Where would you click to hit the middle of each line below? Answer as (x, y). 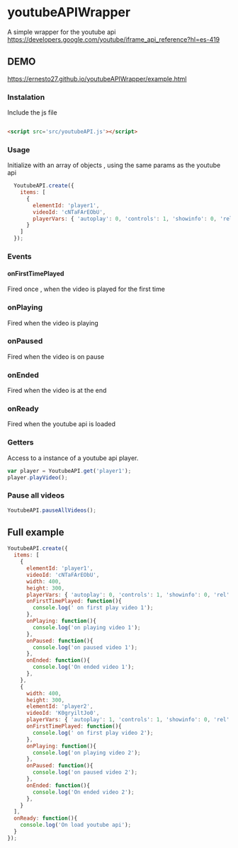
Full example (36, 533)
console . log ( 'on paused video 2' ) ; (85, 772)
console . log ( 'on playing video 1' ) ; (87, 627)
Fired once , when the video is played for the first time (86, 289)
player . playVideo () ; (38, 477)
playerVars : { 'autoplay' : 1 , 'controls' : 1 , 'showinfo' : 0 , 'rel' (128, 720)
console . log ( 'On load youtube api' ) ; (76, 825)
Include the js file (33, 113)
